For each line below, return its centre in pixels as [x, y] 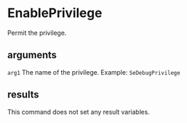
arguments [32, 55]
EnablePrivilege [55, 13]
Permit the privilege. [37, 33]
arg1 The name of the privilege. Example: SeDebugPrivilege [94, 72]
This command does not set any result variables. [79, 112]
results [23, 95]
